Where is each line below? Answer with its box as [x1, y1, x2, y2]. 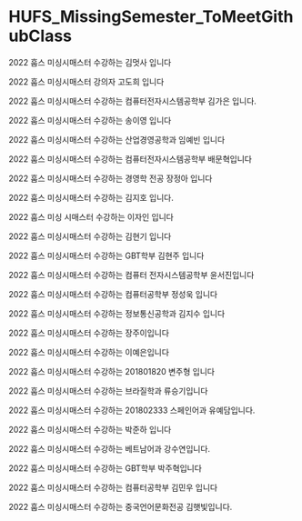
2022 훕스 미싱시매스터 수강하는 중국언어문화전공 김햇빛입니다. [8, 501, 233, 512]
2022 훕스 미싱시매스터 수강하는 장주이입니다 [8, 327, 170, 338]
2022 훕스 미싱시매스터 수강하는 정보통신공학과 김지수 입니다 [8, 307, 226, 319]
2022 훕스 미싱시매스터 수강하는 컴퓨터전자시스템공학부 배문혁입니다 [8, 153, 252, 165]
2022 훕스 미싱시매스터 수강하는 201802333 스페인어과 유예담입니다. [8, 405, 256, 416]
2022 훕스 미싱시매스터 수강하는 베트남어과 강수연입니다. [8, 443, 211, 454]
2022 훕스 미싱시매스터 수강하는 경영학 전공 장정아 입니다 [8, 173, 213, 184]
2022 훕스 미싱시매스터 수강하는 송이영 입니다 [8, 115, 172, 125]
